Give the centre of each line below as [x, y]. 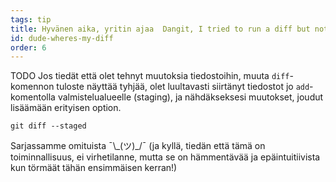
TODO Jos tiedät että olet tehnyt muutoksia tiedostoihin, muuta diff [150, 76]
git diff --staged [48, 126]
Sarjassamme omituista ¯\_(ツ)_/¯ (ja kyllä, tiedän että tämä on [138, 146]
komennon [32, 87]
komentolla [33, 97]
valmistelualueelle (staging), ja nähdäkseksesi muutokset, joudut [190, 97]
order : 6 [28, 47]
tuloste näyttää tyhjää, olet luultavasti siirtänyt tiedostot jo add [183, 87]
